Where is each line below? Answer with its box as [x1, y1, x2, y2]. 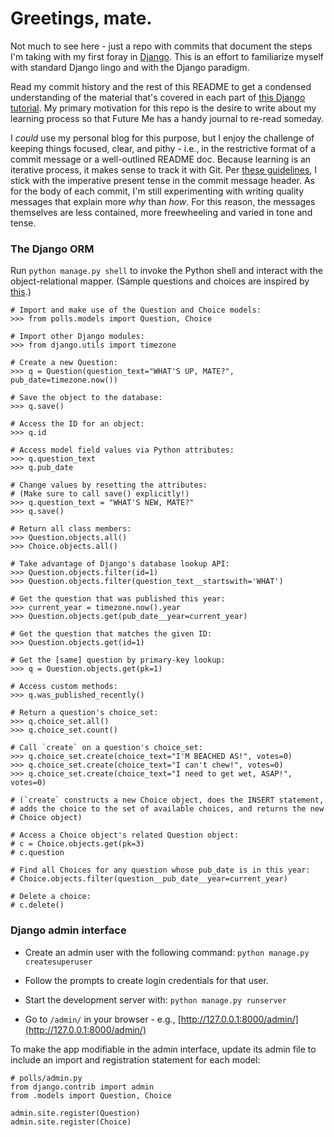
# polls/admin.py [10, 1073, 83, 1083]
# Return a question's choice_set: [10, 708, 159, 718]
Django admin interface [10, 923, 127, 937]
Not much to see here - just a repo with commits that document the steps [10, 40, 313, 52]
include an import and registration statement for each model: [10, 1053, 261, 1066]
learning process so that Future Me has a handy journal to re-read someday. [10, 112, 325, 124]
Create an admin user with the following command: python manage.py [24, 946, 310, 958]
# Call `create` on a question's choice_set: [10, 743, 203, 753]
